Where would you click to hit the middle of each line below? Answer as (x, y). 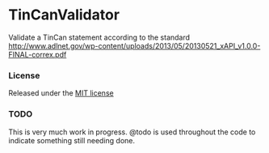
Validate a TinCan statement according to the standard (99, 37)
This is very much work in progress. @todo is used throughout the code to (132, 132)
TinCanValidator (64, 15)
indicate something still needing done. (72, 140)
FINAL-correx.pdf (38, 54)
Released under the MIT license (61, 93)
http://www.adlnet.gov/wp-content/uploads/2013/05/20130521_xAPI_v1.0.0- (134, 45)
